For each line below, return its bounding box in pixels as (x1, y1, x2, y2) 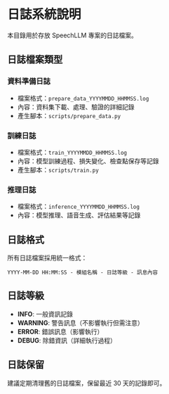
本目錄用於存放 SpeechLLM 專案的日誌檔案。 (7, 31, 138, 39)
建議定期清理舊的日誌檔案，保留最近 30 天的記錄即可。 (7, 379, 166, 387)
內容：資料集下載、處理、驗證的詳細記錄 (17, 103, 135, 111)
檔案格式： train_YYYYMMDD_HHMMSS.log (17, 148, 128, 156)
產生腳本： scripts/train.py (17, 165, 100, 174)
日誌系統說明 (7, 6, 82, 23)
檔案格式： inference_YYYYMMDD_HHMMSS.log (17, 202, 140, 211)
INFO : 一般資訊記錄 (17, 310, 74, 318)
